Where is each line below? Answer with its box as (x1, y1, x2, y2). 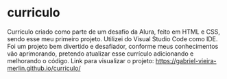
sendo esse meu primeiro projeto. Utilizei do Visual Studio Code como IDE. (7, 34, 218, 43)
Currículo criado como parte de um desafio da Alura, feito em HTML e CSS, (7, 27, 221, 36)
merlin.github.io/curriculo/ (7, 64, 81, 72)
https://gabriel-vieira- (155, 56, 217, 65)
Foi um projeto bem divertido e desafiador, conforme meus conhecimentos (7, 42, 219, 50)
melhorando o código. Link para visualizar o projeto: (7, 56, 154, 65)
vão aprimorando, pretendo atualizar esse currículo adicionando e (7, 49, 194, 58)
